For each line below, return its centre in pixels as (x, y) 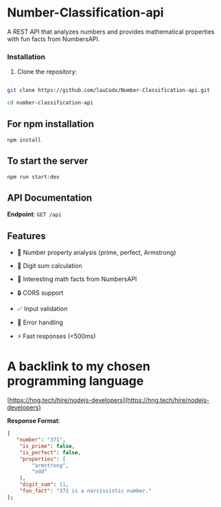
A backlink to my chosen (79, 367)
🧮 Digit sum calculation (49, 266)
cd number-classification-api (50, 103)
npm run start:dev (33, 177)
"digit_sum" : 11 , (44, 485)
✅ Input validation (42, 309)
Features (26, 236)
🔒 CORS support (40, 293)
